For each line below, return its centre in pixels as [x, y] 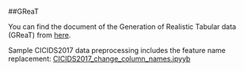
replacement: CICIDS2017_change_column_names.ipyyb [99, 59]
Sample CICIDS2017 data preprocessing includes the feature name [117, 50]
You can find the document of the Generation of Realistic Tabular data [122, 26]
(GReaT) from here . [40, 35]
